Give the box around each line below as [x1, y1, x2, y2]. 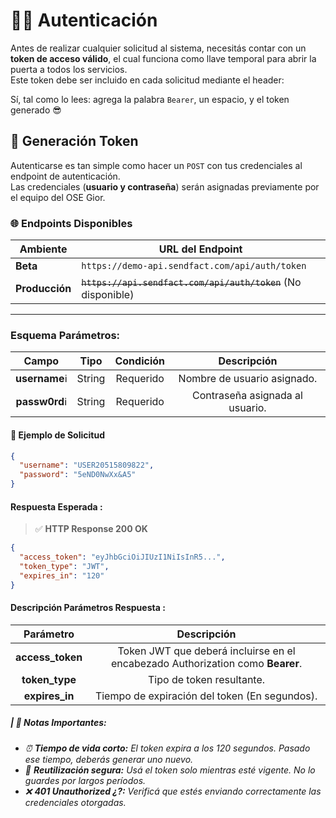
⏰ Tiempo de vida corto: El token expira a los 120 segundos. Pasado [24, 742, 311, 754]
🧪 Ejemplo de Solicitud [10, 429, 105, 441]
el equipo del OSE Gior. [10, 191, 106, 203]
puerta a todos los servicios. [10, 63, 128, 75]
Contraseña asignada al [192, 389, 303, 403]
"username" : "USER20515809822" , [19, 460, 155, 471]
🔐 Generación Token [10, 133, 139, 150]
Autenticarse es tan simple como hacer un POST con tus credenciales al [10, 159, 303, 171]
